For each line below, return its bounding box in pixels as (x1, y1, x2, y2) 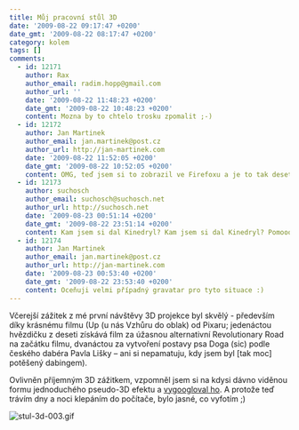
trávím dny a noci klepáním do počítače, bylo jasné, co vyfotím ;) (9, 393, 246, 404)
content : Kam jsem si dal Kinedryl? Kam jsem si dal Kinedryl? (25, 227, 265, 236)
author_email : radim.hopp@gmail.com (25, 79, 162, 88)
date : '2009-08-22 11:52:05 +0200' (25, 153, 158, 163)
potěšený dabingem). (9, 357, 87, 368)
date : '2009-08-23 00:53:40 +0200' (25, 269, 158, 278)
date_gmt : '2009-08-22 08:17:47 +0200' (9, 29, 158, 38)
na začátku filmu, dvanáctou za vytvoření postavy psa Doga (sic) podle (9, 338, 271, 349)
